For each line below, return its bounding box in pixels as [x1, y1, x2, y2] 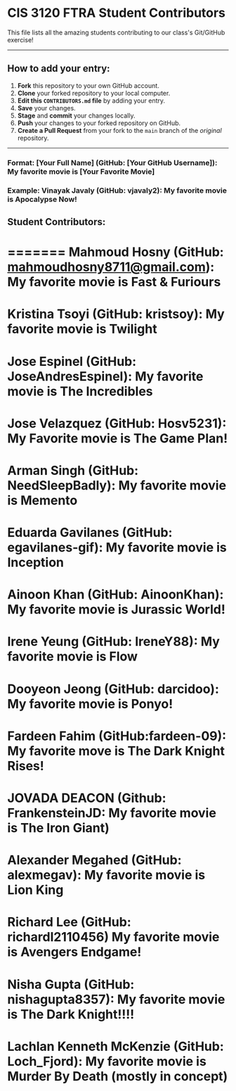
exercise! [7, 35, 34, 44]
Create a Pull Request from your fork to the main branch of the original [17, 126, 223, 134]
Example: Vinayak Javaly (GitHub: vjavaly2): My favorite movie [7, 185, 227, 195]
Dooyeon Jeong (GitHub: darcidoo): [7, 681, 219, 697]
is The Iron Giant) [7, 820, 110, 836]
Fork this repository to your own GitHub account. [17, 81, 159, 89]
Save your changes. [17, 103, 76, 112]
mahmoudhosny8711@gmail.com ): [7, 259, 215, 275]
